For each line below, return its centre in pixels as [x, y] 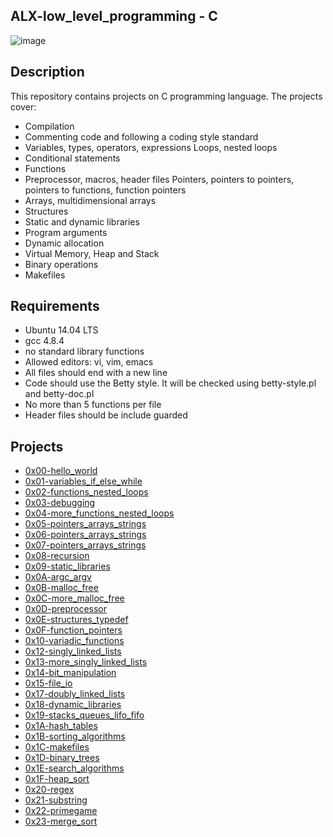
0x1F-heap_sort [57, 779]
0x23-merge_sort [61, 821]
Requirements [55, 306]
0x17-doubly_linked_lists [75, 694]
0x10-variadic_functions [74, 641]
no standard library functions [84, 351]
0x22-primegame [61, 811]
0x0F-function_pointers [73, 630]
